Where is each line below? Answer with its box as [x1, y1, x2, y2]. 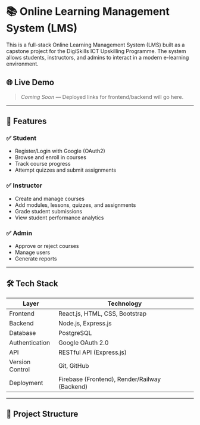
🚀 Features [6, 116, 47, 126]
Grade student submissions [14, 207, 82, 215]
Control [9, 365, 30, 373]
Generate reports [14, 255, 58, 262]
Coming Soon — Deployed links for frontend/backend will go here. [20, 93, 184, 100]
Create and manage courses [14, 195, 85, 202]
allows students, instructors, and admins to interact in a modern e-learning [6, 54, 189, 61]
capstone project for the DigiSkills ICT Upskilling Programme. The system [6, 47, 186, 54]
